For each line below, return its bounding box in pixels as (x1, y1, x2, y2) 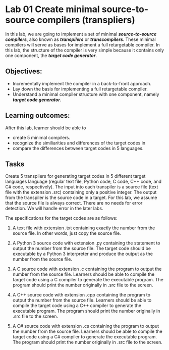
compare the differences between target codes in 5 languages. (12, 145, 144, 151)
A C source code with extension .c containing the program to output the (12, 266, 162, 272)
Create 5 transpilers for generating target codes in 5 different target (5, 173, 146, 179)
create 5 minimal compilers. (12, 134, 71, 140)
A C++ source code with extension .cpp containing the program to (12, 292, 150, 298)
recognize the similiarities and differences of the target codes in (12, 140, 146, 146)
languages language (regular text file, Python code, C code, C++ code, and (5, 178, 162, 185)
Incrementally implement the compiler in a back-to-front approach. (12, 80, 152, 86)
